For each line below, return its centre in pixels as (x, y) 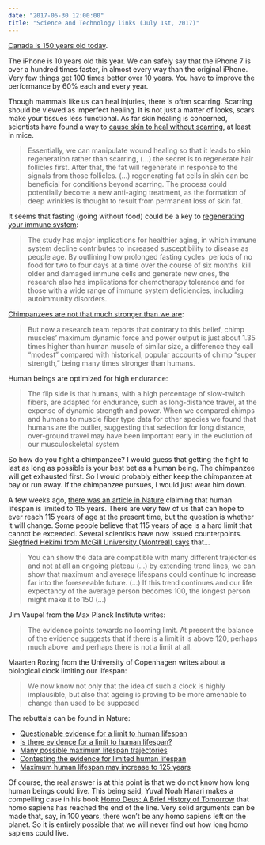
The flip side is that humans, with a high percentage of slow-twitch (136, 393)
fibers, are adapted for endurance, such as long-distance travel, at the (142, 402)
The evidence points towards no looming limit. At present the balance (141, 630)
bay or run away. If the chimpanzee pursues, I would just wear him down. (127, 484)
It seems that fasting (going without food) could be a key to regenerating (127, 216)
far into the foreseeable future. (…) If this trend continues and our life (140, 582)
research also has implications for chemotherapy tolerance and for (136, 282)
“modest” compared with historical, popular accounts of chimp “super (142, 354)
